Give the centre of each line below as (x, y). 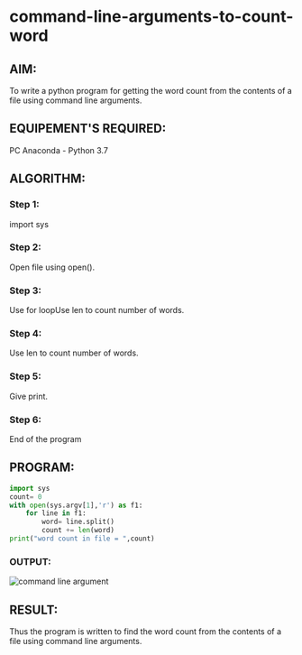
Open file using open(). (52, 267)
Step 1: (24, 205)
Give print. (28, 396)
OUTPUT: (30, 561)
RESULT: (34, 609)
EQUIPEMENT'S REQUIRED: (88, 129)
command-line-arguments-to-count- (151, 17)
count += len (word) (78, 530)
